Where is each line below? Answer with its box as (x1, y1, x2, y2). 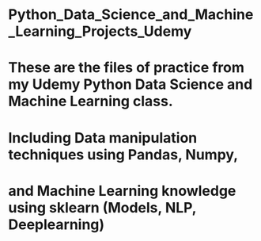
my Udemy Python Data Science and (8, 75, 253, 94)
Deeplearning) (8, 216, 105, 233)
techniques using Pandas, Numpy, (8, 145, 239, 163)
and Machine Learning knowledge (8, 182, 236, 200)
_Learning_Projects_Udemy (8, 22, 192, 40)
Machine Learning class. (8, 93, 174, 110)
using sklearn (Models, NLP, (8, 198, 197, 216)
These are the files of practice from (8, 59, 245, 77)
